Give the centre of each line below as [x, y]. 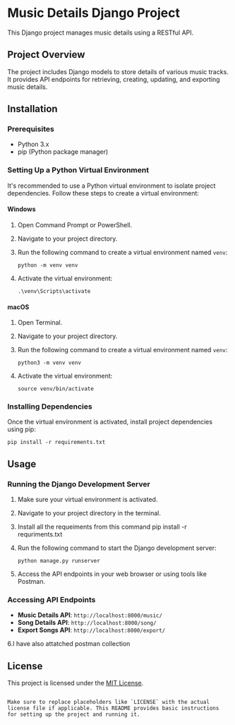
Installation [32, 109]
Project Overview [46, 55]
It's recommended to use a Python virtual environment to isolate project [112, 186]
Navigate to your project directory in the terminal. [89, 513]
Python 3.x [33, 144]
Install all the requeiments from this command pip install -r [102, 527]
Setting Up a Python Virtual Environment [78, 170]
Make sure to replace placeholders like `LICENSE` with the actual [109, 702]
